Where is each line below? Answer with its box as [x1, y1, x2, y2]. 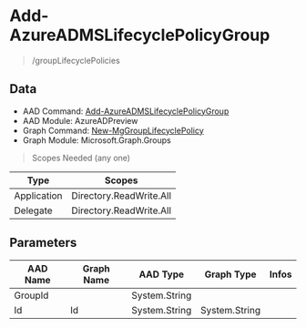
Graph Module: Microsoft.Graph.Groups [22, 134, 171, 146]
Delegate [14, 204, 53, 217]
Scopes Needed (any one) [31, 152, 130, 163]
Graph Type [204, 268, 257, 281]
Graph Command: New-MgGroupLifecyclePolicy [22, 125, 205, 136]
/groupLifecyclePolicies [31, 55, 120, 66]
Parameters [9, 235, 77, 251]
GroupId [14, 289, 49, 302]
